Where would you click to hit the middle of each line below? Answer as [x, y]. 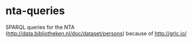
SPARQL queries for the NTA [40, 27]
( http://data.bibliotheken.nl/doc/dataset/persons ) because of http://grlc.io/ [96, 33]
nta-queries [35, 11]
